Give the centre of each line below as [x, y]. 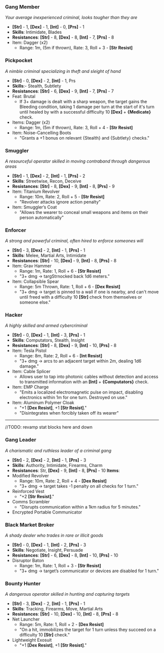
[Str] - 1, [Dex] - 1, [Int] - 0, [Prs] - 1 [48, 27]
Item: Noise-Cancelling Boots [42, 133]
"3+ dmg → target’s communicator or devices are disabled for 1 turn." [89, 571]
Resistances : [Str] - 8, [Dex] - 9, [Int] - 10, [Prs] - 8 [64, 346]
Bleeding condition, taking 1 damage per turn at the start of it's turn [87, 107]
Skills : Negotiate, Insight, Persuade [48, 550]
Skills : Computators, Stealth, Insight [48, 340]
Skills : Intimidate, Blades [37, 32]
